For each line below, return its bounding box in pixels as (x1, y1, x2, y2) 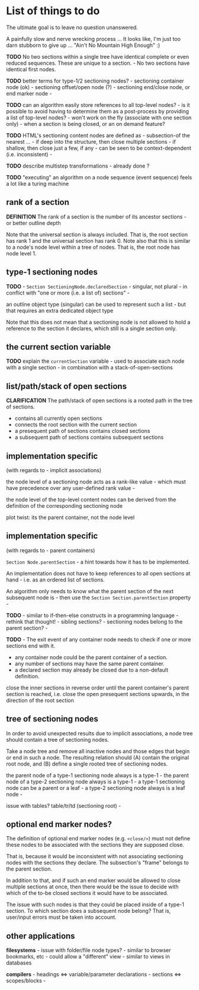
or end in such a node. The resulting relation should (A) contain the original (6, 754, 190, 761)
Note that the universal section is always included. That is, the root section (6, 230, 188, 238)
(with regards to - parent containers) (6, 546, 95, 553)
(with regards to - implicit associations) (6, 467, 102, 473)
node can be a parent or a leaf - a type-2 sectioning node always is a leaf (6, 784, 185, 791)
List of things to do (6, 4, 100, 18)
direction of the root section (6, 697, 74, 704)
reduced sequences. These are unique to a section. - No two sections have (6, 59, 190, 67)
